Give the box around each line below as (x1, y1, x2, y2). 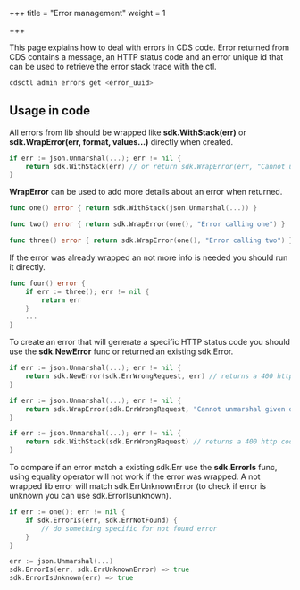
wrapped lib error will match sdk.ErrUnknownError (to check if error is (9, 481, 266, 492)
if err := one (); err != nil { (9, 508, 126, 517)
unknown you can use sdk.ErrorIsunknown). (9, 491, 171, 501)
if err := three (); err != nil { (25, 287, 150, 296)
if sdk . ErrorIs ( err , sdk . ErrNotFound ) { (25, 516, 178, 525)
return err (41, 295, 82, 305)
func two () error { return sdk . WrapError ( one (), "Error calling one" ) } (9, 220, 286, 229)
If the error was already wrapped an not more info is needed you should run (9, 252, 288, 263)
